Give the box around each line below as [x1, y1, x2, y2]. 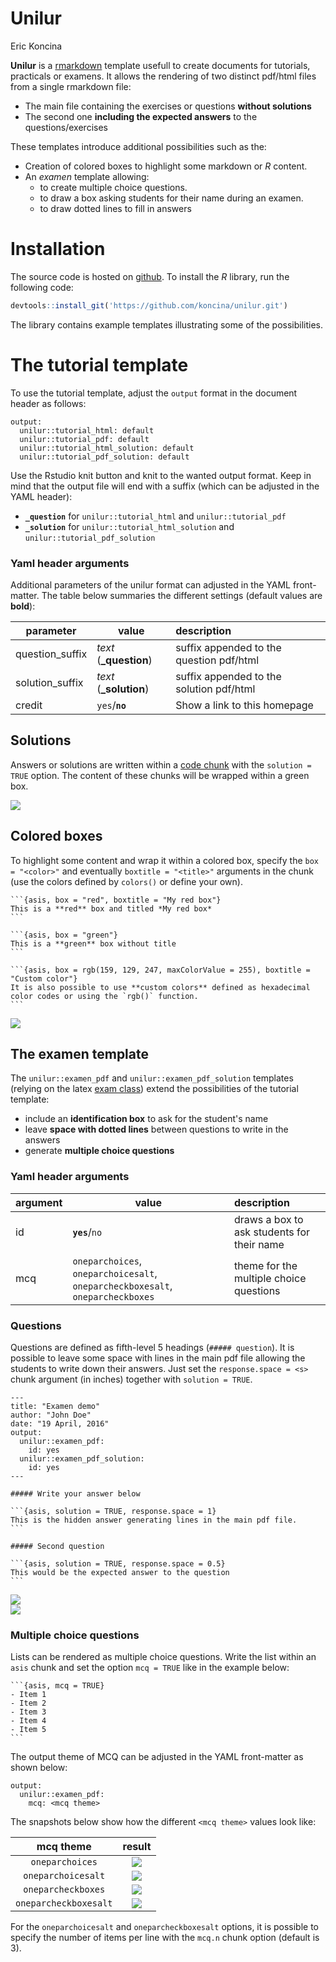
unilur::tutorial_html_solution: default [19, 443, 195, 453]
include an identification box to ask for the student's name [24, 1113, 269, 1125]
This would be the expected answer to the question [10, 1568, 230, 1578]
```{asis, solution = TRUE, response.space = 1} [10, 1507, 217, 1517]
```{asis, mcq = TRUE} [10, 1681, 105, 1691]
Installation [10, 238, 106, 261]
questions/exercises [24, 121, 108, 133]
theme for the [233, 1258, 298, 1272]
